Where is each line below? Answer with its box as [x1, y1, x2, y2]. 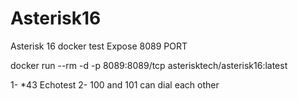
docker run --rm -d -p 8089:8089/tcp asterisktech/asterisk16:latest [10, 59, 288, 71]
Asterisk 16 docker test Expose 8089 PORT [10, 40, 188, 52]
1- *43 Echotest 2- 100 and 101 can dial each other [10, 78, 220, 91]
